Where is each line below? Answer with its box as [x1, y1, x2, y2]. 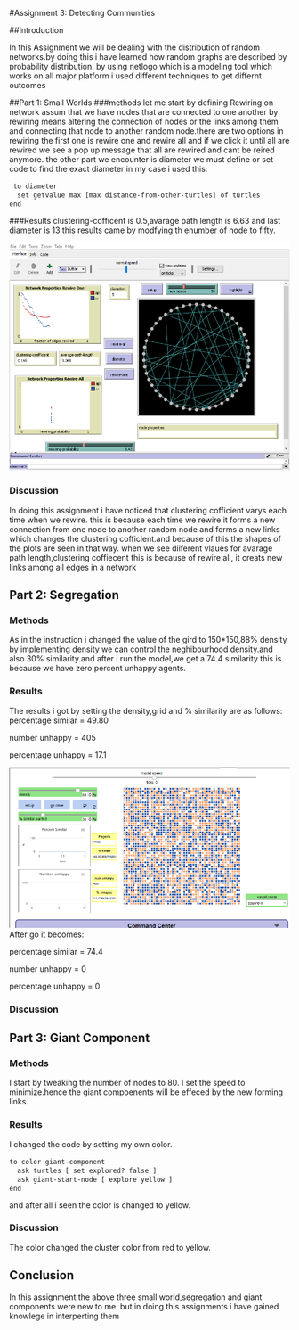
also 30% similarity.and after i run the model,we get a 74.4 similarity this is [9, 653, 282, 664]
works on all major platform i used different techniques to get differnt [9, 70, 263, 81]
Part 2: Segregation [9, 587, 120, 603]
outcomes [9, 80, 46, 90]
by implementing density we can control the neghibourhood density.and [9, 644, 273, 654]
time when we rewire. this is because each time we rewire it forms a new [9, 514, 276, 525]
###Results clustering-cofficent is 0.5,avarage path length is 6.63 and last [9, 216, 281, 226]
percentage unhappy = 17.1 [9, 749, 107, 760]
